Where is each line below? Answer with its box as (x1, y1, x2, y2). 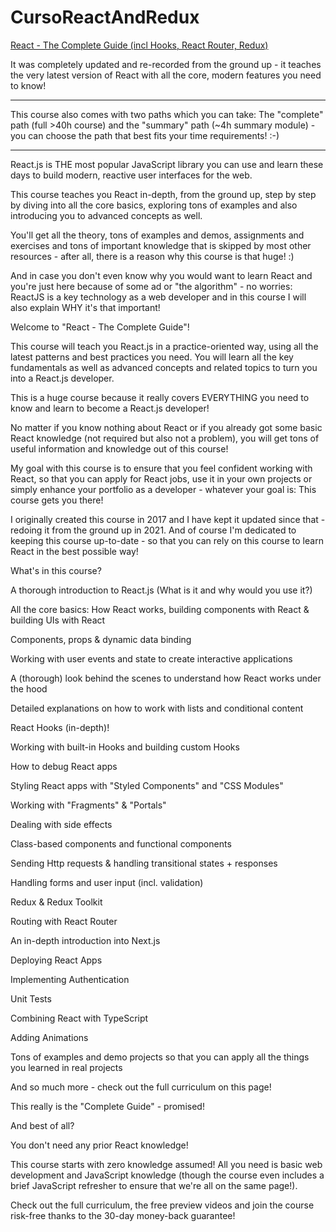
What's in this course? (10, 564, 102, 576)
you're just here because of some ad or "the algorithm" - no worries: (10, 280, 293, 292)
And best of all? (10, 1119, 75, 1131)
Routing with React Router (10, 915, 118, 927)
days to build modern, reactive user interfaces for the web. (10, 169, 253, 181)
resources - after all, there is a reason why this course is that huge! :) (10, 250, 295, 262)
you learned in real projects (10, 1061, 123, 1073)
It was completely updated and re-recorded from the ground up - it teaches (10, 58, 322, 70)
